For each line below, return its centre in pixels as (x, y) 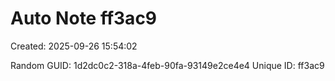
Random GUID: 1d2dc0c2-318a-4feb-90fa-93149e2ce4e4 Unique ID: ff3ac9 (167, 65)
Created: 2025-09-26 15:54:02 (74, 46)
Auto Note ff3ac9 (84, 18)
